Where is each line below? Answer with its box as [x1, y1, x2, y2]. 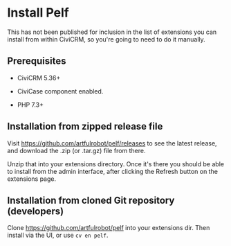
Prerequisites [7, 55, 66, 67]
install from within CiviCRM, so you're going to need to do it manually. [7, 35, 205, 43]
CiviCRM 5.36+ [17, 73, 61, 82]
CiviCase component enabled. [17, 87, 104, 95]
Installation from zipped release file [7, 121, 163, 132]
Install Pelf [7, 5, 69, 21]
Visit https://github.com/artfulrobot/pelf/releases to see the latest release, [7, 139, 217, 147]
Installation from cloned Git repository [7, 194, 175, 206]
